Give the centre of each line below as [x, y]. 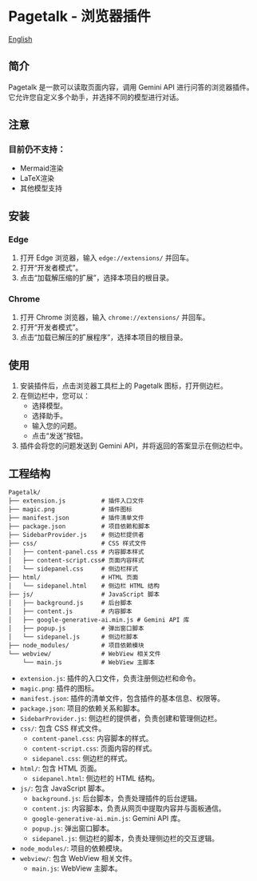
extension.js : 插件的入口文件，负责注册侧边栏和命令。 [110, 679]
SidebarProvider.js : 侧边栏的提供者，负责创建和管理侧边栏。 [121, 719]
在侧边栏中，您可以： [55, 396]
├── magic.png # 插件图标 [71, 510]
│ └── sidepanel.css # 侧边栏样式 [73, 569]
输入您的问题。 [56, 426]
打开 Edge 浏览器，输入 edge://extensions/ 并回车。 [107, 258]
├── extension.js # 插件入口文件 [76, 501]
